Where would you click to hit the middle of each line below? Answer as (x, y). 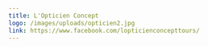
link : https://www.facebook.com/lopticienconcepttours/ (104, 30)
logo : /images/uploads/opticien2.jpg (72, 23)
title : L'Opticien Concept (54, 16)
